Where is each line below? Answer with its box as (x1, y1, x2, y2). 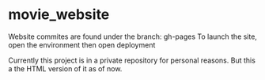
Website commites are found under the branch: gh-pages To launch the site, (8, 32, 257, 41)
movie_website (8, 6, 110, 24)
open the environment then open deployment (8, 40, 156, 49)
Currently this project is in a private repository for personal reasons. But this (8, 55, 256, 65)
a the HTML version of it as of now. (8, 63, 123, 73)
